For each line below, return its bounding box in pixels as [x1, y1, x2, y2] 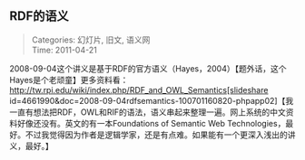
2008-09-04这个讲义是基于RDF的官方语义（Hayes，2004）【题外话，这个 [9, 62, 287, 74]
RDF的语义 [9, 8, 70, 24]
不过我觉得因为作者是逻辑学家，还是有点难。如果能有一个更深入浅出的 [25, 129, 288, 140]
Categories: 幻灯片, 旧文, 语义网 [31, 34, 151, 45]
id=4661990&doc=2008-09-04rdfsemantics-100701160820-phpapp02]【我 [9, 95, 294, 106]
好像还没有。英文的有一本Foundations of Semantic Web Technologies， [16, 118, 286, 128]
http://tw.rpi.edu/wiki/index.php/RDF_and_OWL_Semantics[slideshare [9, 84, 269, 95]
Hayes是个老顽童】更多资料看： [9, 74, 129, 85]
